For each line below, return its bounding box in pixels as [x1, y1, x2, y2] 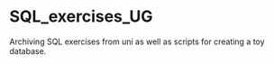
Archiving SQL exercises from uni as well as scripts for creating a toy [9, 36, 265, 47]
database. [9, 45, 47, 56]
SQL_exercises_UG [9, 6, 153, 27]
